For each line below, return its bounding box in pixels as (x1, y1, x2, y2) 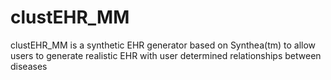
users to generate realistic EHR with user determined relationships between (10, 49, 322, 61)
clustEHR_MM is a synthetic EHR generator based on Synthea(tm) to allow (10, 39, 317, 51)
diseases (10, 60, 48, 72)
